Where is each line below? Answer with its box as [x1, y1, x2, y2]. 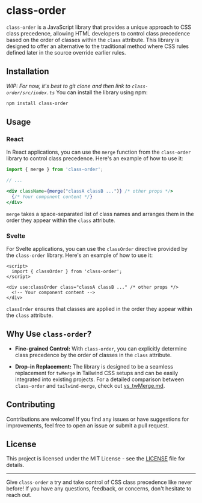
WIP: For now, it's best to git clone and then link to [6, 82, 131, 89]
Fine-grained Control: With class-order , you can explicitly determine [14, 345, 188, 352]
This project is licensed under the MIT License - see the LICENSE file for [6, 455, 185, 462]
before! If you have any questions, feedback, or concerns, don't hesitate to [6, 485, 192, 492]
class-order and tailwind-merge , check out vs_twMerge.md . [14, 382, 165, 389]
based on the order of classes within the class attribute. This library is [6, 36, 180, 43]
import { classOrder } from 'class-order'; [11, 268, 122, 274]
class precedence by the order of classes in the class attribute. [14, 351, 172, 358]
